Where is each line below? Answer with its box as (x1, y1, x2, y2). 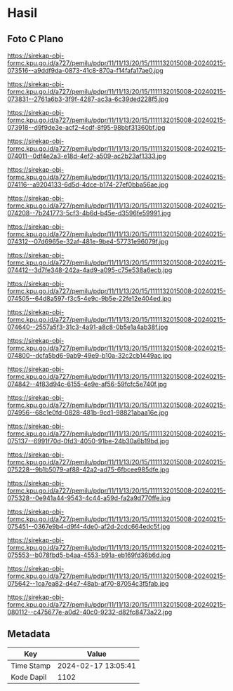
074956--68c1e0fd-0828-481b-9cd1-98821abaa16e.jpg (7, 408, 168, 417)
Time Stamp (11, 661, 51, 671)
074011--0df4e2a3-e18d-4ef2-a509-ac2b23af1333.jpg (7, 152, 166, 160)
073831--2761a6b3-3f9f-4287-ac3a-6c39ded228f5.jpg (7, 95, 168, 103)
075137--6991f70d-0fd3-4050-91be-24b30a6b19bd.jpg (7, 437, 170, 445)
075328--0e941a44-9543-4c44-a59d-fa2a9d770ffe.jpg (7, 494, 171, 502)
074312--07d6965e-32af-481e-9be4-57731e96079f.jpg (7, 237, 168, 246)
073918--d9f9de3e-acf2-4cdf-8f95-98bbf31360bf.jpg (7, 123, 166, 131)
